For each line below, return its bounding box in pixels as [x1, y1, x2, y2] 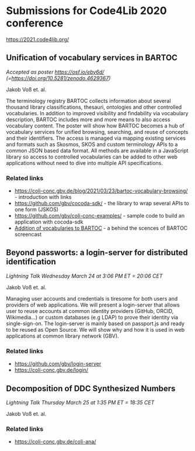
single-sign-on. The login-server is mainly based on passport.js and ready [6, 320, 185, 327]
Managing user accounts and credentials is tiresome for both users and [6, 295, 178, 302]
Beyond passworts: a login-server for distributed [6, 247, 188, 258]
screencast [14, 231, 42, 238]
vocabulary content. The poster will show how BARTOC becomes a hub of [6, 122, 185, 129]
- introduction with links [14, 194, 72, 201]
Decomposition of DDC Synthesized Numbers [6, 383, 176, 393]
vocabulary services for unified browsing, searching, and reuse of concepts [6, 128, 189, 135]
